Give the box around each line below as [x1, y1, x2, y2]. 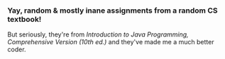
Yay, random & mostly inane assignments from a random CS [7, 6, 218, 15]
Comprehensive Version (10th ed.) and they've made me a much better [7, 38, 214, 46]
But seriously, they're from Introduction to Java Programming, [7, 30, 190, 39]
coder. [7, 45, 26, 54]
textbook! [7, 14, 42, 24]
